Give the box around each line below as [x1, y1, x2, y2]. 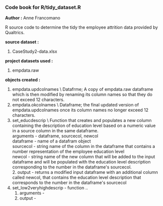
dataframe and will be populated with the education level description [12, 159, 151, 165]
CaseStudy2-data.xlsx [12, 48, 57, 55]
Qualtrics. [5, 30, 25, 36]
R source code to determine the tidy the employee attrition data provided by [5, 24, 158, 30]
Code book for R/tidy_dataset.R [5, 4, 81, 11]
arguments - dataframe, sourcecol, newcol [12, 133, 99, 139]
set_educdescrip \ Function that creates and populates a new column [12, 118, 152, 124]
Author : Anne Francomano [5, 15, 61, 21]
